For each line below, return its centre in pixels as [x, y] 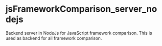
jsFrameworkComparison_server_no [81, 9]
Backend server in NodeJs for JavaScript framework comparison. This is [79, 33]
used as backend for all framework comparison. [54, 38]
